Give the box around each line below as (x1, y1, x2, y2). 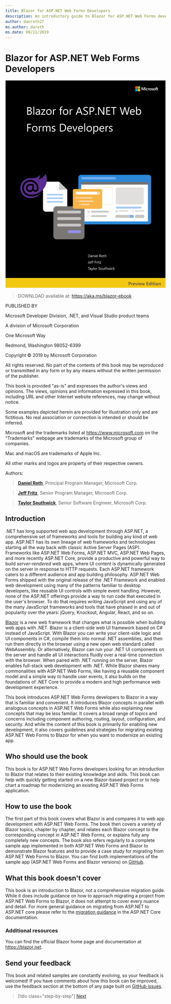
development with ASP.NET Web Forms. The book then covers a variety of (5, 821, 162, 827)
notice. (5, 399, 20, 405)
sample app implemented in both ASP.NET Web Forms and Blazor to (5, 843, 149, 849)
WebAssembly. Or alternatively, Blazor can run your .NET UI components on (5, 646, 164, 652)
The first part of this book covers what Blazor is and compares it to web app (5, 816, 165, 822)
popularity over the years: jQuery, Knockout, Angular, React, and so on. (5, 609, 154, 615)
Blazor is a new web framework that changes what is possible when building (5, 619, 166, 625)
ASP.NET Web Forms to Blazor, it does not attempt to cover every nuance (5, 898, 159, 905)
